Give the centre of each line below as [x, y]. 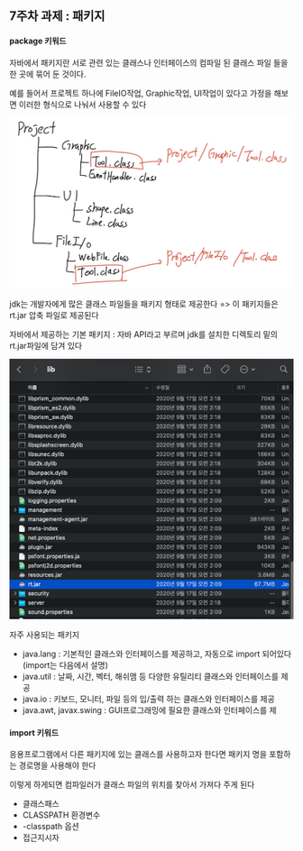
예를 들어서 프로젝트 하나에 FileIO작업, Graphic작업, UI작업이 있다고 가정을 [141, 93]
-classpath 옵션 [50, 827]
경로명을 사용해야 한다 [57, 765]
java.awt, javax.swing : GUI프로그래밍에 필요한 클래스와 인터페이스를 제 [149, 710]
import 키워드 [34, 732]
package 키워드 [38, 41]
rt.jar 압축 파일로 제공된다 [54, 316]
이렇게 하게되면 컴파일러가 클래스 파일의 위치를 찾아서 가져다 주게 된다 [132, 785]
